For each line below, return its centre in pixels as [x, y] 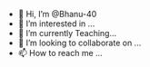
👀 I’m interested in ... [56, 24]
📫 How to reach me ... [60, 53]
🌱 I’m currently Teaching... [67, 33]
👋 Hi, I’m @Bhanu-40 [57, 14]
